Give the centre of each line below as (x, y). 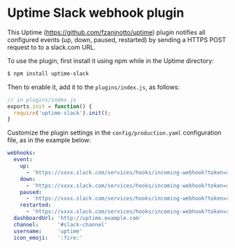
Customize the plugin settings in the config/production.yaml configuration (114, 133)
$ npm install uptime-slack (48, 74)
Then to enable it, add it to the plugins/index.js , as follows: (94, 87)
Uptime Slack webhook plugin (96, 13)
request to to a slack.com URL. (51, 47)
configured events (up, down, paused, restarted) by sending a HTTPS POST (117, 39)
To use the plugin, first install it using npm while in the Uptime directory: (111, 60)
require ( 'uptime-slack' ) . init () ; (62, 113)
